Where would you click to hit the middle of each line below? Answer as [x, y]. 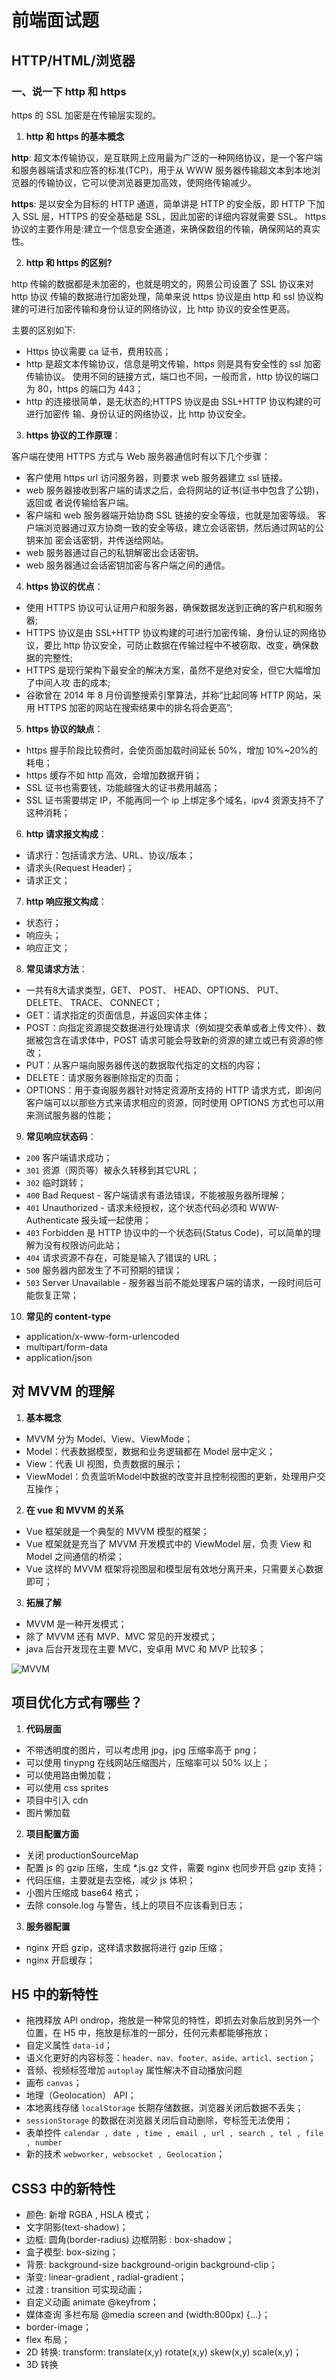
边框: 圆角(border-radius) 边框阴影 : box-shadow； [130, 2240]
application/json [59, 1357]
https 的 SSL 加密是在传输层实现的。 [86, 115]
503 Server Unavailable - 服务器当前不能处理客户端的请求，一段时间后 [169, 1282]
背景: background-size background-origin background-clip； [151, 2265]
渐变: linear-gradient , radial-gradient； [106, 2277]
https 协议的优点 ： [64, 586]
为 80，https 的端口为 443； [84, 388]
